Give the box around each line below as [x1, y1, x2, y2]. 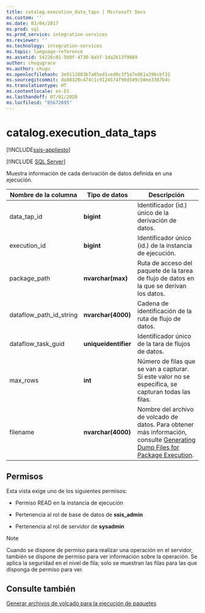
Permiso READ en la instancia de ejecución [15, 499, 124, 506]
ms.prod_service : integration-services [6, 32, 108, 38]
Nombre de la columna [10, 190, 77, 199]
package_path [9, 274, 51, 282]
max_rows [9, 376, 39, 384]
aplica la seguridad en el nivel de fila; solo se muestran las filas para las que [6, 559, 197, 567]
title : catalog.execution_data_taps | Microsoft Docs [6, 9, 146, 15]
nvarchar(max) [83, 274, 128, 282]
